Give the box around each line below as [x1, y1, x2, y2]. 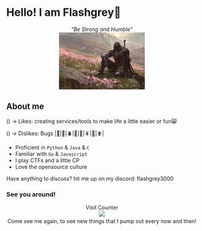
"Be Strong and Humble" [70, 26, 133, 33]
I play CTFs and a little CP [15, 156, 80, 164]
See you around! [6, 190, 56, 198]
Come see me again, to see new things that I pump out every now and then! [7, 218, 197, 225]
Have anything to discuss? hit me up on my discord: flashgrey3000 [6, 174, 174, 182]
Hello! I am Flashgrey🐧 [6, 5, 121, 19]
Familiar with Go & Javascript [15, 150, 88, 157]
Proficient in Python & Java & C [15, 143, 90, 151]
